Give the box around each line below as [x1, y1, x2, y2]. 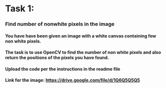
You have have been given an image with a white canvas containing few [5, 33, 157, 39]
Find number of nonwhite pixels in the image [5, 21, 115, 28]
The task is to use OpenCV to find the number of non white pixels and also [5, 49, 162, 55]
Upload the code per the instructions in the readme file [5, 66, 121, 72]
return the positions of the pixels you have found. [5, 55, 109, 61]
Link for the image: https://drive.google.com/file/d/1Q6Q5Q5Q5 [5, 77, 140, 83]
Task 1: [5, 3, 34, 14]
